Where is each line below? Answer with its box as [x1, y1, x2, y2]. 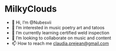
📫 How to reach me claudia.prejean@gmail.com [11, 40, 109, 46]
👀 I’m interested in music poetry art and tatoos [11, 24, 105, 30]
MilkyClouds [4, 3, 57, 15]
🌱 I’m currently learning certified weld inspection [11, 30, 110, 35]
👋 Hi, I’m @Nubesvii [11, 19, 52, 25]
